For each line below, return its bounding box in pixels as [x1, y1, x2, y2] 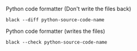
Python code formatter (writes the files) [6, 27, 105, 35]
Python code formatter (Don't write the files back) [6, 5, 131, 12]
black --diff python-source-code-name [6, 17, 105, 23]
